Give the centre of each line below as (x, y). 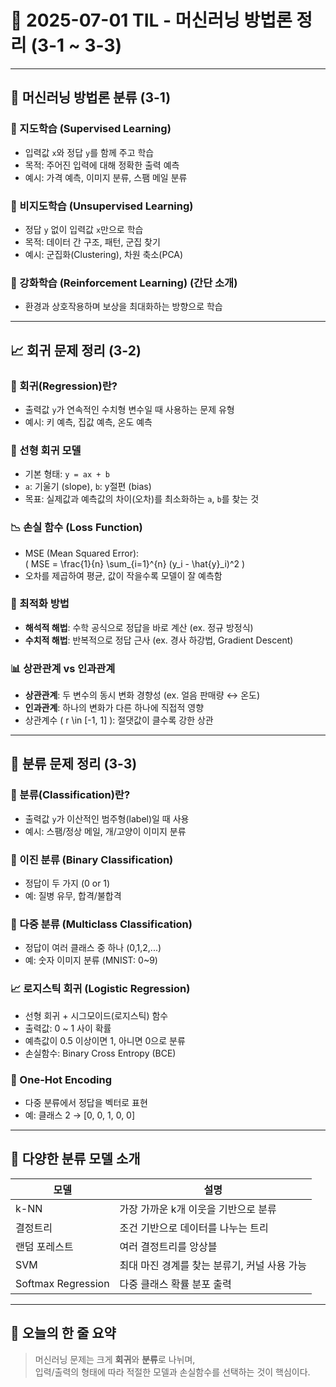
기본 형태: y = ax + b (67, 474)
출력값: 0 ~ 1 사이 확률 (68, 1028)
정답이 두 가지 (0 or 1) (67, 883)
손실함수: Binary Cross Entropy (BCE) (100, 1053)
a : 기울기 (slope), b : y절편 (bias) (88, 487)
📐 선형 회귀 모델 (46, 450)
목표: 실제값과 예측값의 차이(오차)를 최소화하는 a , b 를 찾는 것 (142, 499)
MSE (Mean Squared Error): (82, 553)
